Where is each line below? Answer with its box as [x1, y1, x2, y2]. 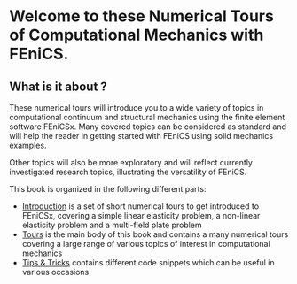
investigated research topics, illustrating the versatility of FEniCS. [9, 166, 247, 177]
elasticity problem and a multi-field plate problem [21, 219, 202, 230]
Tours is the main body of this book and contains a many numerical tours [21, 229, 289, 240]
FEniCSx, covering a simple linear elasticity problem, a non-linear [21, 211, 261, 220]
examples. [9, 140, 47, 150]
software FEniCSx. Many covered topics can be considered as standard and [9, 121, 286, 132]
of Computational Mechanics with [9, 25, 264, 45]
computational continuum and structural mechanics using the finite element [9, 112, 285, 122]
